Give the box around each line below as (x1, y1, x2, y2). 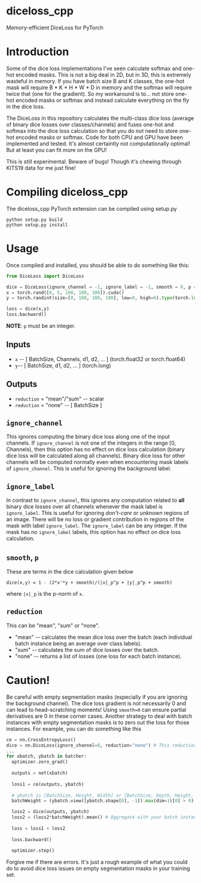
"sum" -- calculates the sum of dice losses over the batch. (14, 646, 160, 653)
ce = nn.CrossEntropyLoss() (6, 736, 77, 743)
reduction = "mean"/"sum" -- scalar (14, 395, 105, 402)
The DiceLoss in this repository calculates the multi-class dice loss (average (6, 114, 194, 122)
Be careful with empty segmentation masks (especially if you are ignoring (6, 693, 188, 700)
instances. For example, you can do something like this (6, 725, 142, 732)
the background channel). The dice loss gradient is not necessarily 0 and (6, 699, 187, 707)
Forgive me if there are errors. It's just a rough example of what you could (6, 858, 188, 866)
